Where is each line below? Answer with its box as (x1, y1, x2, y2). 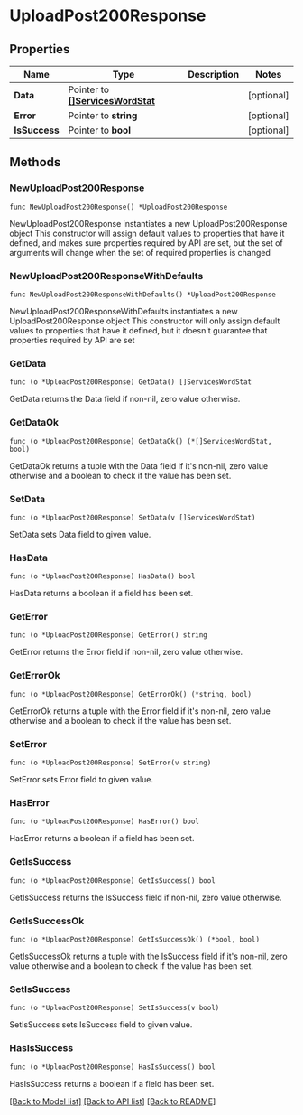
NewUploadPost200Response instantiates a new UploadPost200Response (9, 218, 288, 229)
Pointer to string (68, 109, 138, 122)
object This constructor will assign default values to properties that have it (9, 228, 285, 239)
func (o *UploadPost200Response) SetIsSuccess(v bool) (9, 1004, 220, 1013)
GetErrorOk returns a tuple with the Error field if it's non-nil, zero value (9, 706, 271, 717)
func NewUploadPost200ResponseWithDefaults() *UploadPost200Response (9, 290, 277, 299)
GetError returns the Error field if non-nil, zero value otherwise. (9, 647, 243, 658)
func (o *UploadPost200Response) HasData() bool (9, 572, 196, 581)
